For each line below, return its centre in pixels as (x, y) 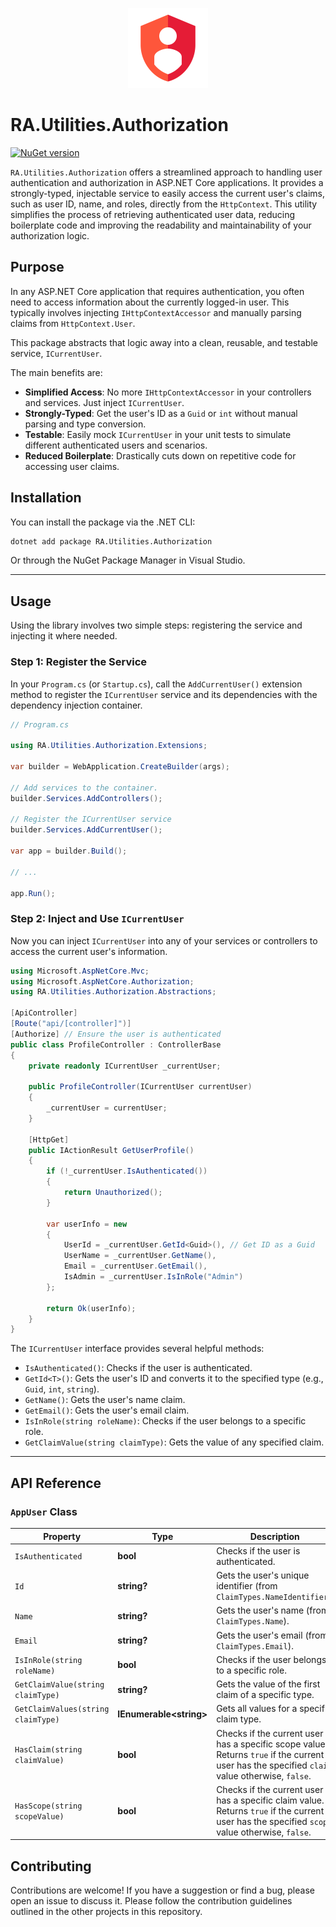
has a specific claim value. (270, 1800)
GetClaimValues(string (62, 1709)
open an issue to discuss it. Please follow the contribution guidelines (151, 1901)
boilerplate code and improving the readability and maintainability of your (161, 225)
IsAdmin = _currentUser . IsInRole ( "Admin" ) (153, 1277)
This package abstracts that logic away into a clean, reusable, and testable (164, 342)
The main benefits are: (56, 372)
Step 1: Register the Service (79, 662)
